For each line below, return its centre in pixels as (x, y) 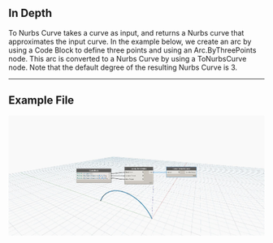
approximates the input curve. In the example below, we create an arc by (130, 41)
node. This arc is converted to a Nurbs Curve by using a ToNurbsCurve (128, 58)
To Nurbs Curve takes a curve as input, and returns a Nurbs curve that (126, 32)
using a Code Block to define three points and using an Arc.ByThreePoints (132, 50)
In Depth (30, 13)
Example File (41, 100)
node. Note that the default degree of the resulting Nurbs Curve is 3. (123, 67)
